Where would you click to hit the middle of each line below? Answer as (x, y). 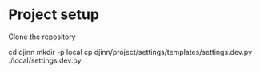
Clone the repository (42, 36)
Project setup (54, 15)
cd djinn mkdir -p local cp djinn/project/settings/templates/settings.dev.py (130, 52)
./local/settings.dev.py (45, 60)
